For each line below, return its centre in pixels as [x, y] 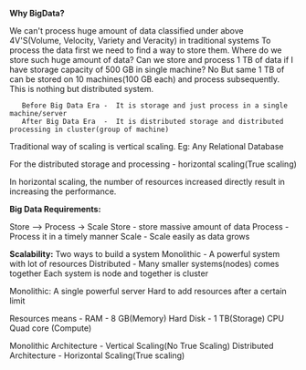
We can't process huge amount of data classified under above [127, 31]
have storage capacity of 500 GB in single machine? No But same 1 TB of [147, 69]
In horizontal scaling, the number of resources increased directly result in [148, 182]
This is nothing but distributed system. [82, 89]
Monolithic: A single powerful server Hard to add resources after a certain [148, 291]
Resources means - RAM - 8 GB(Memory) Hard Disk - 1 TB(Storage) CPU [147, 319]
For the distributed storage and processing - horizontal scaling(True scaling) [153, 164]
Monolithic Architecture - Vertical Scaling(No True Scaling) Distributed [142, 346]
